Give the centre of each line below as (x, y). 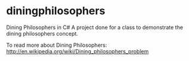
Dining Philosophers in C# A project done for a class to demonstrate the (95, 27)
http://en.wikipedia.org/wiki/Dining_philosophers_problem (77, 51)
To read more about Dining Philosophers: (57, 45)
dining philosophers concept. (42, 33)
